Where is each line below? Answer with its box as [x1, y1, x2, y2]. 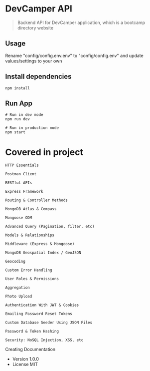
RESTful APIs [5, 180, 32, 185]
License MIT [12, 362, 38, 368]
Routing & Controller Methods [5, 198, 68, 203]
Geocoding [5, 259, 26, 264]
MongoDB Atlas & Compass [5, 207, 57, 212]
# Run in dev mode [5, 112, 43, 117]
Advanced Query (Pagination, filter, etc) [5, 224, 95, 229]
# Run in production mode [5, 125, 59, 130]
